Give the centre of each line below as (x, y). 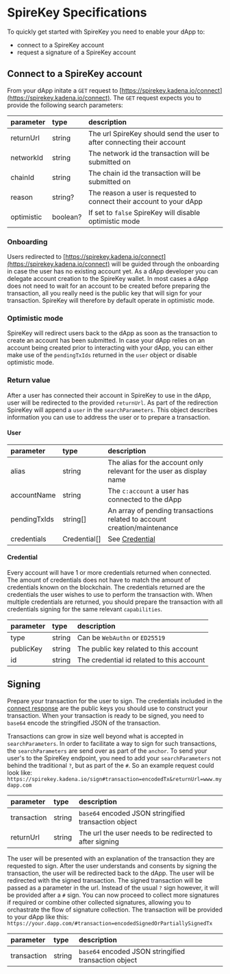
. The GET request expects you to (155, 98)
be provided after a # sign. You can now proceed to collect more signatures (113, 895)
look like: (20, 772)
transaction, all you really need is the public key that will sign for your (104, 293)
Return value (29, 381)
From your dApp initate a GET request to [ (64, 90)
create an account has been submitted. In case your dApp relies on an (106, 341)
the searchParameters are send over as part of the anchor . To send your (107, 751)
